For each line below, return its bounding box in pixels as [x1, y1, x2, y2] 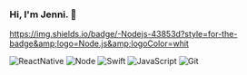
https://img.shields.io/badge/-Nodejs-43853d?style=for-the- [9, 29, 238, 40]
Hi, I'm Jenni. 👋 [9, 8, 77, 21]
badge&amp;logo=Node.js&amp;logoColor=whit [9, 38, 189, 49]
